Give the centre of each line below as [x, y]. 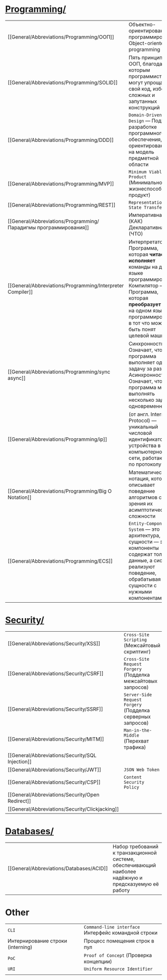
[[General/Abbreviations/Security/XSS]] [54, 643]
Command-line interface [112, 927]
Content [133, 777]
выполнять [142, 393]
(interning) [20, 947]
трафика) [135, 747]
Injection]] [20, 762]
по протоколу [145, 464]
